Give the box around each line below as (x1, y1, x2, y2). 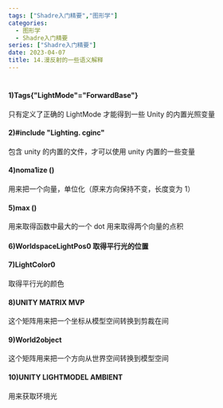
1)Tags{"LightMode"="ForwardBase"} (8, 91, 139, 100)
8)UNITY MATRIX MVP (8, 297, 85, 307)
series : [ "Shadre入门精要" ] (8, 41, 97, 49)
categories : (8, 19, 48, 27)
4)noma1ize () (8, 165, 55, 175)
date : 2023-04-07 (8, 49, 66, 57)
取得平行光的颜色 (8, 279, 65, 288)
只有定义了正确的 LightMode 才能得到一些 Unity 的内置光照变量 (8, 109, 216, 119)
